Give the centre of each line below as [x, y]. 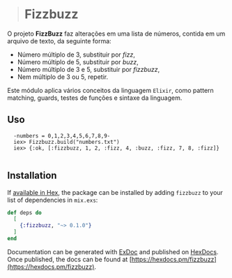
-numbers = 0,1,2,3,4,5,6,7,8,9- [62, 136]
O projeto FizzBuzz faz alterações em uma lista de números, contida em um [116, 34]
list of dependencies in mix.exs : [53, 200]
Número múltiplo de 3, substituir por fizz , [76, 54]
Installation [32, 176]
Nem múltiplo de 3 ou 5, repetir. [63, 77]
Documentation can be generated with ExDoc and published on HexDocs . [113, 251]
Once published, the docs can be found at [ [70, 259]
